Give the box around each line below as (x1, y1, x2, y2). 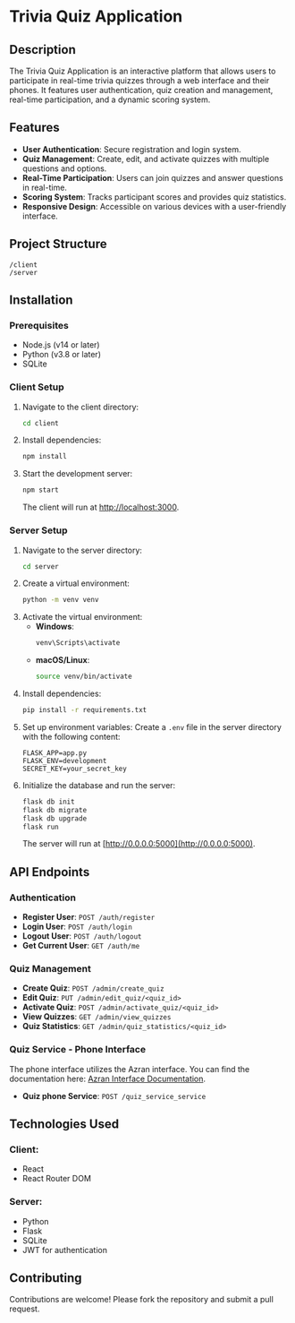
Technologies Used (9, 1117, 119, 1132)
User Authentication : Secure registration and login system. (21, 143, 241, 154)
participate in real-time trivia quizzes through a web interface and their (9, 75, 270, 86)
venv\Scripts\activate (35, 639, 121, 648)
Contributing (9, 1270, 82, 1286)
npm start (21, 485, 60, 494)
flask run (21, 822, 60, 831)
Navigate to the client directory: (21, 401, 139, 412)
